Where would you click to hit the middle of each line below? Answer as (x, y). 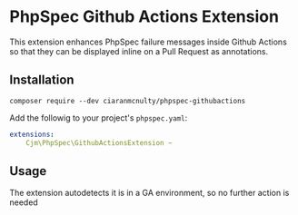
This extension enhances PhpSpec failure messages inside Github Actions (149, 42)
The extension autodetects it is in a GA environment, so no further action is (149, 193)
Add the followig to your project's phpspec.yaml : (99, 117)
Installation (42, 80)
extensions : (32, 134)
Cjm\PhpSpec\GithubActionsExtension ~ (99, 142)
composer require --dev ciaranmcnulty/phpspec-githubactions (128, 101)
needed (24, 202)
